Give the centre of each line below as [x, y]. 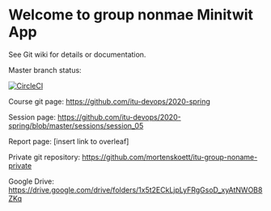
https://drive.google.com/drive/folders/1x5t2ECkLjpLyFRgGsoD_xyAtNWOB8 [135, 190]
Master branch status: [45, 70]
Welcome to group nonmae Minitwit [131, 15]
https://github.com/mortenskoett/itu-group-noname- [170, 157]
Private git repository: [44, 157]
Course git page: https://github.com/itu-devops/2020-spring [109, 101]
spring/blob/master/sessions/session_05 [76, 125]
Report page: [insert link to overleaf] [69, 141]
